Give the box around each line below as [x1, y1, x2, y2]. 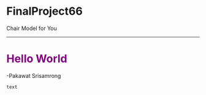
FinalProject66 [6, 4, 83, 18]
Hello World [6, 52, 67, 66]
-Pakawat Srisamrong [6, 72, 61, 79]
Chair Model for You [6, 25, 57, 32]
